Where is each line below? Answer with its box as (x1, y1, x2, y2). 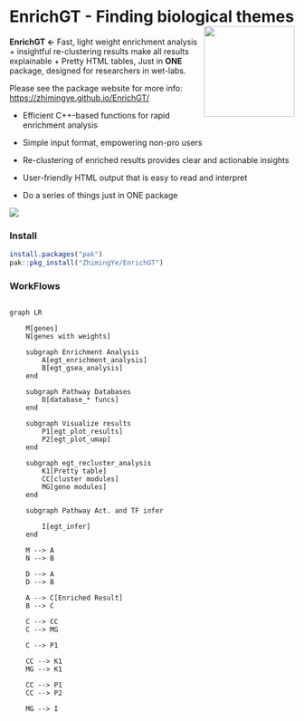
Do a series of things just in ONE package (22, 189, 178, 200)
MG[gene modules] (42, 483, 107, 492)
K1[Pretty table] (42, 466, 107, 476)
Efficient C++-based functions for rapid (22, 110, 170, 120)
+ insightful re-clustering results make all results (9, 45, 190, 56)
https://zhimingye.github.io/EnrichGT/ (9, 92, 149, 103)
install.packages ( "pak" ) (9, 250, 103, 259)
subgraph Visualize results (25, 419, 131, 428)
